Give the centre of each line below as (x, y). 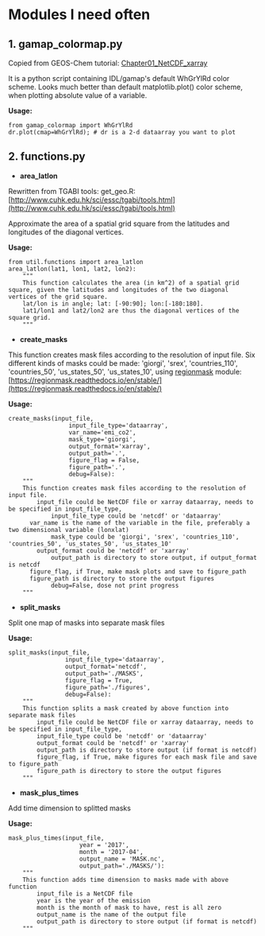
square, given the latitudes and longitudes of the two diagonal (118, 289)
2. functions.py (47, 157)
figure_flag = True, (99, 680)
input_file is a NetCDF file (85, 893)
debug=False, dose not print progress (115, 585)
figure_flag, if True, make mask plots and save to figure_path (138, 571)
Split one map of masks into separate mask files (86, 623)
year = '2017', (104, 845)
